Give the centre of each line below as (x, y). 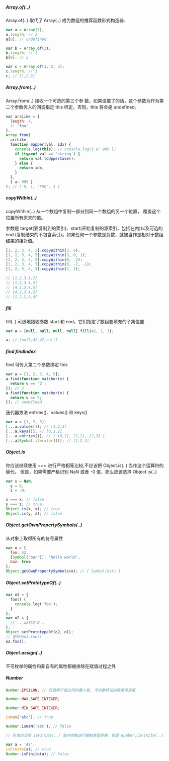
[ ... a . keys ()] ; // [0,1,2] (34, 432)
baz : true (20, 562)
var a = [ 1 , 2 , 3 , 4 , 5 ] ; (33, 374)
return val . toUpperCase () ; (47, 158)
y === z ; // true (24, 504)
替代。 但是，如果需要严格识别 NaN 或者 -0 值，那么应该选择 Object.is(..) (81, 471)
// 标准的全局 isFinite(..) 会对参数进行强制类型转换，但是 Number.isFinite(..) (85, 735)
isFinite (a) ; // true (28, 749)
